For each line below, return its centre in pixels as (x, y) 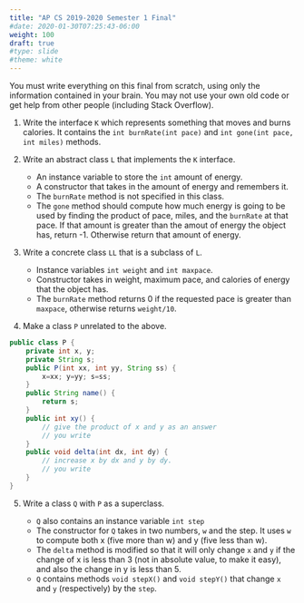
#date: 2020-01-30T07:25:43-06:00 (75, 26)
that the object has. (72, 289)
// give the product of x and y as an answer (130, 427)
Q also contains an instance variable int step (120, 520)
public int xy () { (60, 418)
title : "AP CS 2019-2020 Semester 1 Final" (93, 18)
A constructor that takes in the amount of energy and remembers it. (162, 186)
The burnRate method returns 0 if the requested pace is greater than (164, 299)
